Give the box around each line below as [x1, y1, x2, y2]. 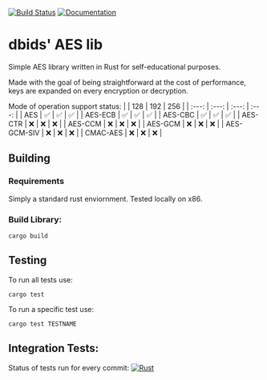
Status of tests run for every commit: [8, 362, 130, 372]
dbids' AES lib [8, 36, 103, 54]
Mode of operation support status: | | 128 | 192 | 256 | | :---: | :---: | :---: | [8, 101, 249, 111]
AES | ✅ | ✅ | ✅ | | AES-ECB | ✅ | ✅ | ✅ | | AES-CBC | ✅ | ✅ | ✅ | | [23, 110, 241, 119]
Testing [8, 254, 47, 267]
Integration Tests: [8, 342, 99, 355]
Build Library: [8, 214, 63, 225]
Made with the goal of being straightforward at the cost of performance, [8, 77, 247, 87]
